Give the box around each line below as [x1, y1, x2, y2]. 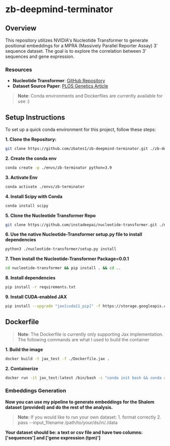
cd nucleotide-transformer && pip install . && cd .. [5, 266, 121, 271]
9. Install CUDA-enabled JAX [5, 294, 67, 300]
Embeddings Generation [5, 387, 67, 394]
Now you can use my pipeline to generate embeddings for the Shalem [5, 399, 155, 405]
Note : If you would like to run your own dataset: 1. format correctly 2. [17, 414, 161, 420]
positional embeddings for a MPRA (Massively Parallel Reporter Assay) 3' [5, 43, 158, 49]
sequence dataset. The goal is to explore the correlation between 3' [5, 48, 147, 54]
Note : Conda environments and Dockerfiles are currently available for [17, 93, 163, 99]
